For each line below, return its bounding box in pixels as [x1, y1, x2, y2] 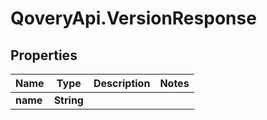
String [53, 93, 84, 107]
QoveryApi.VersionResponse [10, 7, 257, 30]
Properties [10, 47, 78, 64]
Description [93, 77, 151, 90]
